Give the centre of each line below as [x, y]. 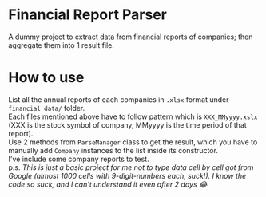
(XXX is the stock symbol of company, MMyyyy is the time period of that [128, 124]
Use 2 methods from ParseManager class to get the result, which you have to [133, 142]
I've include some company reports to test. [79, 159]
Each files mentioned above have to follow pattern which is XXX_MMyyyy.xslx [133, 116]
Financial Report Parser [88, 15]
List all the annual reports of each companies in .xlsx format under [119, 99]
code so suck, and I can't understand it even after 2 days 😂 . [109, 184]
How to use [46, 78]
